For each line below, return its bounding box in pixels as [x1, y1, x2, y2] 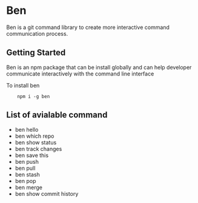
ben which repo [15, 132, 54, 140]
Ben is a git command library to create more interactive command [6, 24, 170, 31]
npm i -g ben [17, 93, 50, 100]
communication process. [6, 30, 68, 37]
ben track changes [15, 145, 62, 152]
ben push [15, 158, 39, 165]
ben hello [15, 126, 39, 133]
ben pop [15, 177, 36, 184]
